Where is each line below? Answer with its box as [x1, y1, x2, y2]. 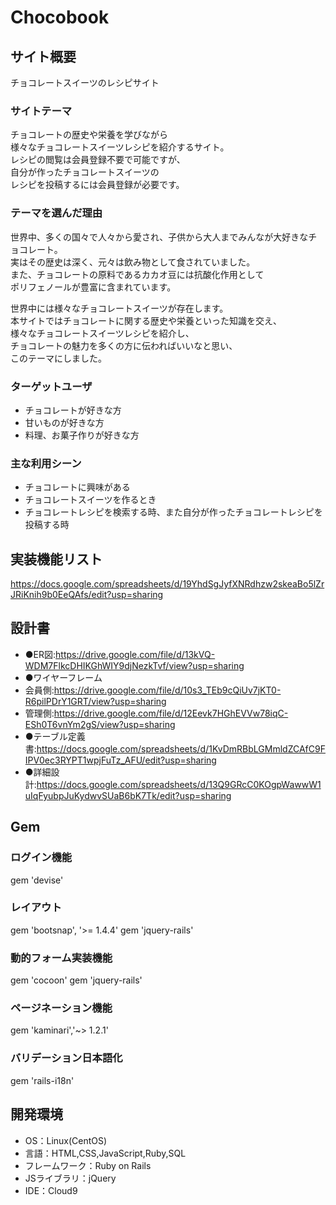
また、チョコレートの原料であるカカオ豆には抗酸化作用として [10, 268, 265, 280]
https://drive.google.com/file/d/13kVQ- [55, 648, 216, 660]
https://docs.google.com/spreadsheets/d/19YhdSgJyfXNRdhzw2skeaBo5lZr [10, 578, 325, 590]
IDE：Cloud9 [24, 1184, 78, 1196]
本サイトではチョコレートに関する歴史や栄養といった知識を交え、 [10, 314, 282, 326]
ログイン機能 [10, 851, 73, 865]
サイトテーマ [10, 104, 73, 118]
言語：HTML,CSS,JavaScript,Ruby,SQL [24, 1147, 187, 1159]
